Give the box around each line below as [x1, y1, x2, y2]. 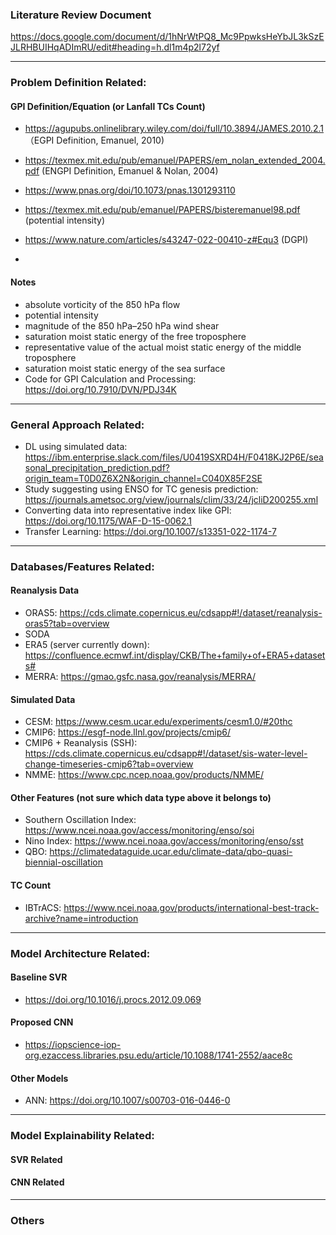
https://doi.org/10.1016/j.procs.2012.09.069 [24, 993, 202, 1005]
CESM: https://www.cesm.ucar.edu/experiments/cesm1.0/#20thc [24, 716, 293, 728]
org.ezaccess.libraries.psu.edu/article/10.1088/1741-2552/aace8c [24, 1049, 293, 1061]
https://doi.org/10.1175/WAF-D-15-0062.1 [24, 514, 193, 527]
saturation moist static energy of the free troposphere [24, 330, 247, 342]
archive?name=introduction [24, 912, 139, 924]
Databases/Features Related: [10, 559, 155, 573]
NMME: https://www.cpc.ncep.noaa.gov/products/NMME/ [24, 769, 264, 781]
